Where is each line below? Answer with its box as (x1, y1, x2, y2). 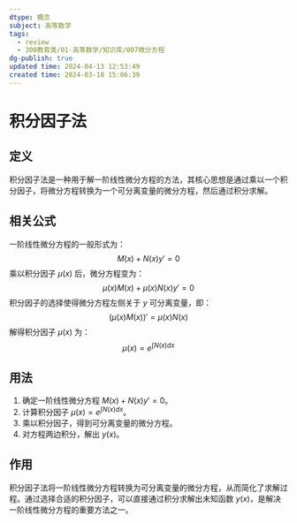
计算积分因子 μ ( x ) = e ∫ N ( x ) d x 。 (21, 406, 132, 417)
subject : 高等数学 (9, 21, 72, 30)
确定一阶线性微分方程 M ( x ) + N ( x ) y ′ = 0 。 (21, 395, 173, 406)
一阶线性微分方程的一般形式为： (9, 239, 126, 249)
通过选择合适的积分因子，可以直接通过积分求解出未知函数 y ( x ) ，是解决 (24, 493, 281, 504)
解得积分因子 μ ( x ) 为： (9, 326, 90, 337)
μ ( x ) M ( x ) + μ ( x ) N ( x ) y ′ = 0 (103, 282, 194, 292)
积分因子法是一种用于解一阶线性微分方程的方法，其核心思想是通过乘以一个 (9, 174, 280, 185)
